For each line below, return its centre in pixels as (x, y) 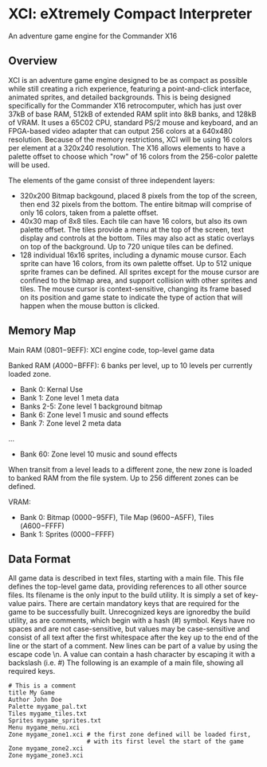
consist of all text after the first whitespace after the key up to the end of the (133, 637)
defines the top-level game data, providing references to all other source (128, 587)
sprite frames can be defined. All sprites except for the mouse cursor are (139, 272)
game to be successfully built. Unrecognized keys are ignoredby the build (130, 612)
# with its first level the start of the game (165, 742)
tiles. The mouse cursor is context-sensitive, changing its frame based (135, 288)
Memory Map (42, 331)
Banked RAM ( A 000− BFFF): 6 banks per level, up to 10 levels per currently (130, 365)
